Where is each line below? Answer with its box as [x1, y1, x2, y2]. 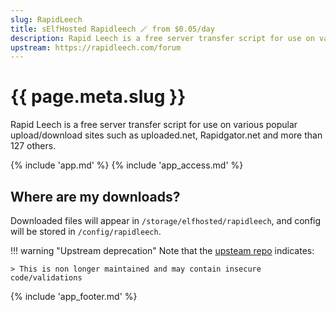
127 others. [10, 140, 57, 152]
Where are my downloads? [10, 188, 181, 205]
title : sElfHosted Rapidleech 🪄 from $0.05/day [10, 24, 215, 34]
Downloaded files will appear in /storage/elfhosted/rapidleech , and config [10, 215, 322, 226]
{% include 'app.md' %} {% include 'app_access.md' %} [10, 159, 244, 171]
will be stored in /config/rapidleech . [10, 226, 162, 237]
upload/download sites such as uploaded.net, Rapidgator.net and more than [10, 129, 323, 141]
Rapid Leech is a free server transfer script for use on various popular [10, 119, 298, 131]
